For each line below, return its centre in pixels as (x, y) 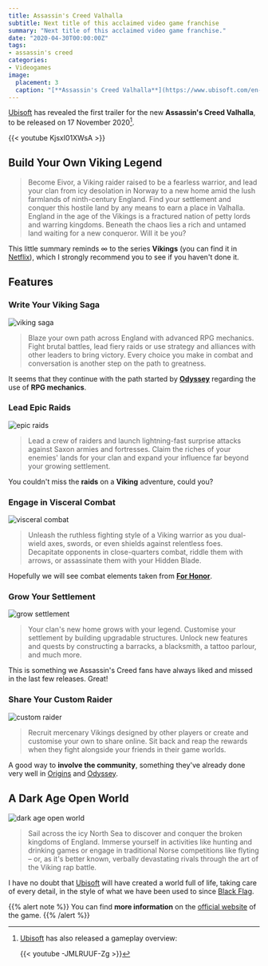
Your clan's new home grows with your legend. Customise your (132, 629)
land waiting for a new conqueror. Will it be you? (107, 233)
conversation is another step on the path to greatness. (117, 363)
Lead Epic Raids (40, 408)
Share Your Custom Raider (61, 699)
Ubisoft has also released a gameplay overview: (99, 938)
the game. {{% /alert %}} (49, 915)
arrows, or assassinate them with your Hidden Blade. (114, 560)
